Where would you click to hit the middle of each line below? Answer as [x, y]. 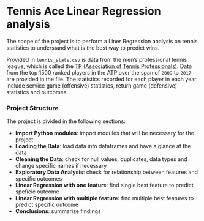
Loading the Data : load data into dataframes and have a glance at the [103, 146]
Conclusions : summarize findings [58, 211]
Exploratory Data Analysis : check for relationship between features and [106, 172]
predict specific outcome [47, 205]
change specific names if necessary [61, 166]
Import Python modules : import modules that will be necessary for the [104, 133]
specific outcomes [39, 179]
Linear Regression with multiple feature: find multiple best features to [104, 198]
